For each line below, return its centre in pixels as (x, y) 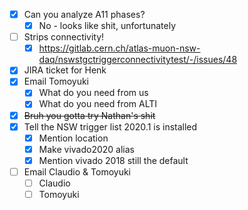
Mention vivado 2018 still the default (113, 160)
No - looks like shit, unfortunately (107, 26)
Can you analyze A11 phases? (84, 14)
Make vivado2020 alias (87, 149)
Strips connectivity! (64, 37)
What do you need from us (93, 93)
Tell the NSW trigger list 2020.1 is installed (110, 126)
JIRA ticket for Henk (65, 70)
